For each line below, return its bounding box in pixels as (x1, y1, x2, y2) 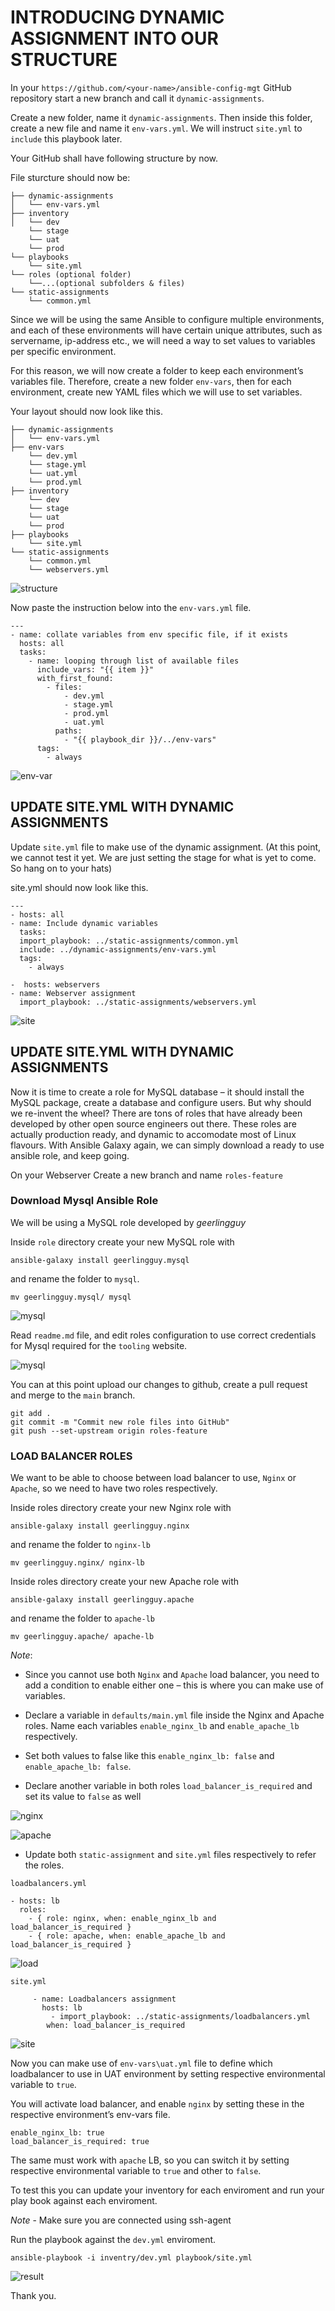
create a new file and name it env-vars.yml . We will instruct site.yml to (10, 122, 303, 134)
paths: (54, 726, 83, 736)
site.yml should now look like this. (10, 881, 149, 893)
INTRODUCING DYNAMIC (10, 6, 225, 29)
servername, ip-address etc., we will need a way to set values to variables (10, 334, 316, 346)
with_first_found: (36, 673, 114, 683)
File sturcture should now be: (10, 171, 131, 183)
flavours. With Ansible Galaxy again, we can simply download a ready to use (10, 1139, 325, 1151)
